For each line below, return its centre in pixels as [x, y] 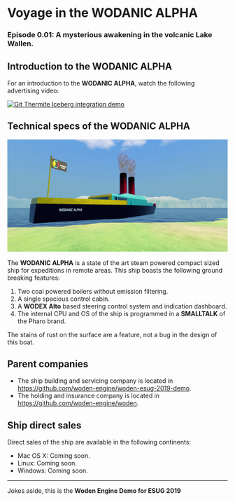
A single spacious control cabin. [64, 299]
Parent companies [48, 364]
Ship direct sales [44, 425]
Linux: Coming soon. [47, 463]
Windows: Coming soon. [53, 470]
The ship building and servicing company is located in [95, 381]
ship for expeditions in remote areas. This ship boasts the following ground [115, 270]
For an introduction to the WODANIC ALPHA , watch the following [101, 83]
